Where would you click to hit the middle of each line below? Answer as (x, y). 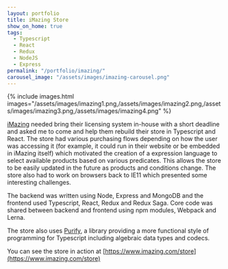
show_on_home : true (35, 26)
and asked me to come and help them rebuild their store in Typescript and (111, 131)
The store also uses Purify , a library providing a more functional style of (108, 231)
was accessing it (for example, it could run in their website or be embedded (114, 146)
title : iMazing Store (38, 20)
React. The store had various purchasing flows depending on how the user (112, 139)
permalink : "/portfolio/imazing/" (56, 71)
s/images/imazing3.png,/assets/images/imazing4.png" (84, 111)
